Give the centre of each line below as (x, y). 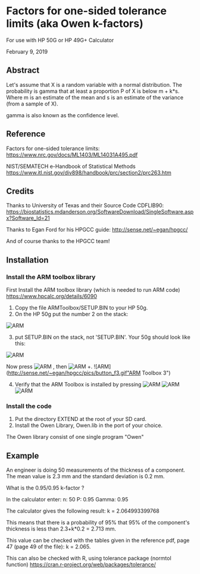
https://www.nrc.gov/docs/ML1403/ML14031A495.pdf (72, 155)
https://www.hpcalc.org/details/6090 (51, 297)
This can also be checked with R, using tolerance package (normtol (89, 559)
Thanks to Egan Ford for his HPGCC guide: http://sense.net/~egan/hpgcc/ (97, 230)
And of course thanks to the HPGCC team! (58, 241)
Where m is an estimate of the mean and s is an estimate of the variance (95, 97)
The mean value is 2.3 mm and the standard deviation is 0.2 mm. (85, 476)
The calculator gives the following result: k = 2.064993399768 (83, 511)
